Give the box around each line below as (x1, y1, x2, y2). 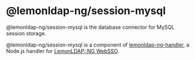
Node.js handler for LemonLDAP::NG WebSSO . (6, 47, 120, 54)
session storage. (6, 29, 47, 36)
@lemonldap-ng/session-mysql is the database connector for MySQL (6, 24, 175, 31)
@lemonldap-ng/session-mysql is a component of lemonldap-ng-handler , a (6, 41, 190, 48)
